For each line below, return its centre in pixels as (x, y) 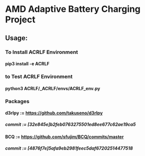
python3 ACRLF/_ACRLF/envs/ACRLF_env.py (53, 88)
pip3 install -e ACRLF (27, 64)
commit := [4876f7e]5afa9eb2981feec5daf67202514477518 (69, 148)
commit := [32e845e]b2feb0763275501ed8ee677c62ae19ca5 (71, 124)
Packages (17, 101)
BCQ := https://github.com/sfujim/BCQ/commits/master (65, 137)
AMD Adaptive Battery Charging (73, 9)
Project (20, 20)
